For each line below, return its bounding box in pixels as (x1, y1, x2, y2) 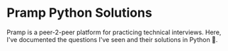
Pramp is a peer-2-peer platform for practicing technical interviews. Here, (6, 28, 222, 36)
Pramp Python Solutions (6, 5, 153, 21)
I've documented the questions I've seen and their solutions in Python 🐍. (6, 35, 218, 43)
